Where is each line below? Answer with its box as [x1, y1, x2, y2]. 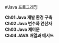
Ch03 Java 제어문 [5, 27, 40, 32]
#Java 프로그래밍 [5, 4, 38, 10]
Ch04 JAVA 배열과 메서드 [5, 33, 54, 38]
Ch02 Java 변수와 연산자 [5, 21, 53, 26]
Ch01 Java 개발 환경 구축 [5, 14, 53, 20]
